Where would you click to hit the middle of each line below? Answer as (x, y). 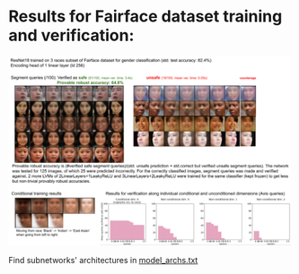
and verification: (71, 35)
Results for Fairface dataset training (145, 17)
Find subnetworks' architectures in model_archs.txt (103, 261)
